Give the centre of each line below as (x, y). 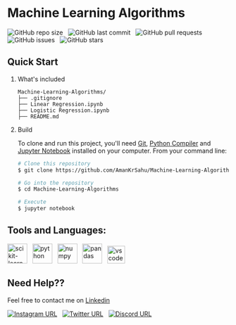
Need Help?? (36, 283)
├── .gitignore (40, 98)
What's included (41, 79)
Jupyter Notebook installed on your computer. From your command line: (122, 151)
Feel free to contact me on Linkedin (59, 300)
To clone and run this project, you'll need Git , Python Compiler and (114, 143)
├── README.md (38, 116)
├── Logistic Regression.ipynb (63, 110)
